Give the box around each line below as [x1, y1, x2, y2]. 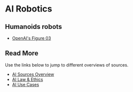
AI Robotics [5, 3, 52, 14]
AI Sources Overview [12, 71, 54, 77]
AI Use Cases [12, 81, 40, 87]
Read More [5, 49, 39, 57]
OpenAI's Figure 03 [12, 35, 51, 41]
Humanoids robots [5, 23, 62, 31]
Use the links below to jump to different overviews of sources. [5, 62, 129, 68]
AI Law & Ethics [12, 76, 44, 82]
